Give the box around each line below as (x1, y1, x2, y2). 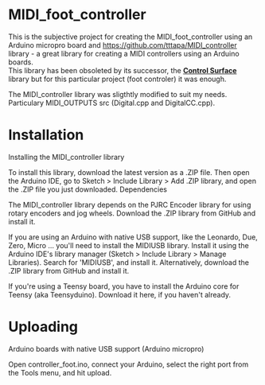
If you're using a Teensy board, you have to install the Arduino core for (8, 281, 240, 291)
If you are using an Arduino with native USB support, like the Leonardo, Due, (8, 232, 259, 242)
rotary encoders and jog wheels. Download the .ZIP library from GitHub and (8, 208, 256, 218)
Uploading (8, 318, 78, 336)
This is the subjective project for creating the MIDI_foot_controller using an (8, 32, 253, 41)
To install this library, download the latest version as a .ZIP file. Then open (8, 167, 250, 177)
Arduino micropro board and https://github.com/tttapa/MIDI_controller (8, 40, 237, 49)
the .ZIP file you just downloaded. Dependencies (8, 185, 167, 194)
